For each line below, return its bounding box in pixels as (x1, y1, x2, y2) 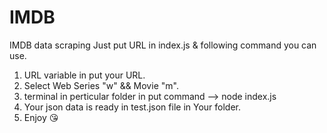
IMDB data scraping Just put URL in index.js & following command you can (9, 39, 317, 51)
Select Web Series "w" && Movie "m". (23, 79, 179, 91)
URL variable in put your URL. (23, 69, 146, 81)
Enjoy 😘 (23, 111, 59, 123)
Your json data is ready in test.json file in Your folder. (23, 101, 242, 113)
